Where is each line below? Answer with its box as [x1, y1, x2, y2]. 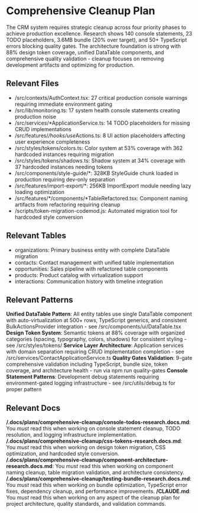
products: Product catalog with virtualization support [14, 271, 144, 278]
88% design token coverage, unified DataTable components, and [6, 48, 164, 56]
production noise [14, 113, 56, 120]
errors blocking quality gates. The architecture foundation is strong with [6, 43, 181, 50]
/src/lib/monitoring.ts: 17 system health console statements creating [14, 106, 180, 113]
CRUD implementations [14, 125, 72, 132]
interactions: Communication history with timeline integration [14, 278, 163, 285]
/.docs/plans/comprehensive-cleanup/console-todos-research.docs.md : [6, 418, 191, 426]
